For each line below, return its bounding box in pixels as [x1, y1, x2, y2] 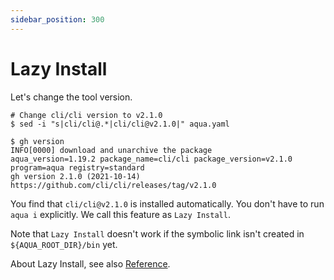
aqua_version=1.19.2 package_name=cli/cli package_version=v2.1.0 [10, 154, 293, 164]
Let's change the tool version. [10, 91, 133, 103]
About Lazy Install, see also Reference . [10, 257, 171, 270]
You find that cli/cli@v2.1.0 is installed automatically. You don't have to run [10, 197, 325, 210]
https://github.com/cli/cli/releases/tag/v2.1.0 [10, 180, 217, 190]
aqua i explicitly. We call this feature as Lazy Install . [10, 208, 231, 220]
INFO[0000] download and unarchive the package [10, 145, 213, 155]
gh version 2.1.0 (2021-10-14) [10, 171, 141, 181]
